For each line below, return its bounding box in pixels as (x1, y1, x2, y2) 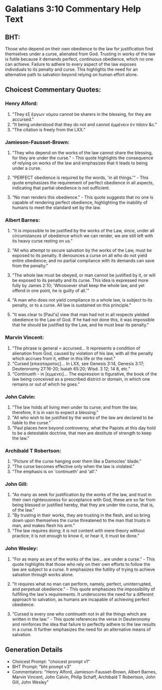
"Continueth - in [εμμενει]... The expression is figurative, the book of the (12, 371, 157, 377)
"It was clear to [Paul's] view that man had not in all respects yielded (12, 312, 149, 318)
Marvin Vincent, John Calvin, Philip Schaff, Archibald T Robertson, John (12, 674, 156, 680)
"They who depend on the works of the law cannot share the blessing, (12, 149, 153, 156)
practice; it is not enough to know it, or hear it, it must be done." (12, 533, 140, 539)
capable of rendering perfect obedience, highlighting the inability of (12, 199, 148, 205)
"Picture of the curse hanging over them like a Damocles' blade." (12, 458, 142, 464)
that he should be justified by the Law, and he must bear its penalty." (12, 322, 149, 328)
